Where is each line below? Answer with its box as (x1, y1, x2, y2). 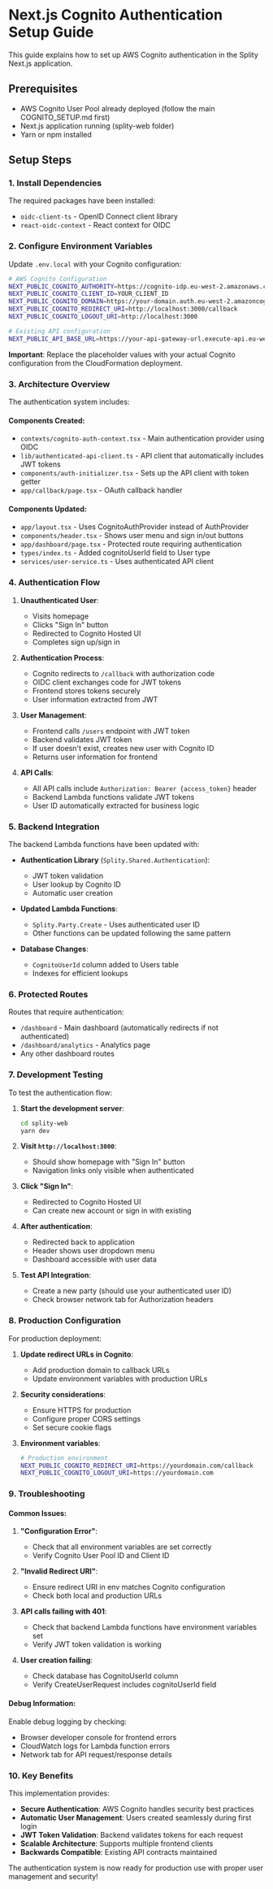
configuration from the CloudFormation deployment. (8, 358, 183, 367)
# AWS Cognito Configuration (8, 275, 107, 283)
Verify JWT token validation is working (32, 1639, 162, 1649)
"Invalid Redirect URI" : (19, 1566, 98, 1576)
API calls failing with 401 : (19, 1607, 107, 1617)
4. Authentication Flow (8, 577, 100, 588)
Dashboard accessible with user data (32, 1254, 157, 1265)
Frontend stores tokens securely (32, 685, 141, 696)
